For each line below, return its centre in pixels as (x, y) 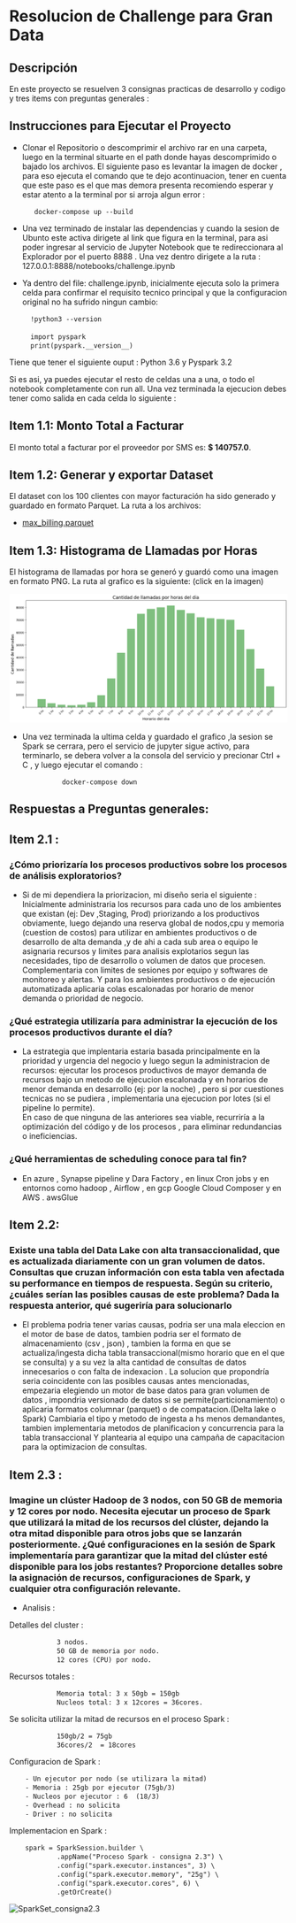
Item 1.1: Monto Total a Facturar (96, 426)
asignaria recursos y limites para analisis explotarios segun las (136, 951)
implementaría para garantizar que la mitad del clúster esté (138, 1555)
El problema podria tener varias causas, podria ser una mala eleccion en (153, 1325)
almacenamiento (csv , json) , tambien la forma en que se (126, 1343)
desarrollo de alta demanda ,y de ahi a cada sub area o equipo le (140, 942)
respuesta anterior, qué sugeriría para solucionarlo (121, 1305)
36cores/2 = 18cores (96, 1745)
